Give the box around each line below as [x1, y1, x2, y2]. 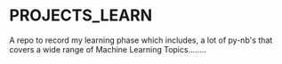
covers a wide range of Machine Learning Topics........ [9, 44, 206, 54]
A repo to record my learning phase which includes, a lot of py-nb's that [9, 35, 273, 45]
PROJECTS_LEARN [9, 5, 153, 26]
